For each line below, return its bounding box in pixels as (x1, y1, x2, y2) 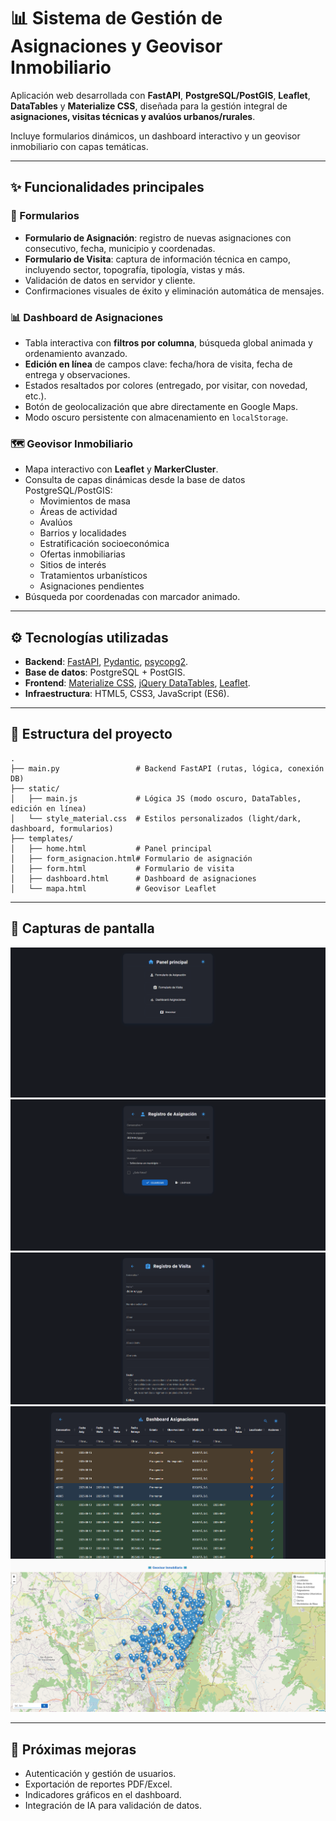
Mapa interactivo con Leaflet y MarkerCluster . (24, 463, 219, 475)
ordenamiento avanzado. (24, 347, 128, 359)
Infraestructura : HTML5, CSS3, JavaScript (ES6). (24, 688, 230, 700)
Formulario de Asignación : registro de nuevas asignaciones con (24, 231, 292, 244)
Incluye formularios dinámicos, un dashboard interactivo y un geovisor (10, 130, 301, 142)
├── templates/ (10, 833, 74, 844)
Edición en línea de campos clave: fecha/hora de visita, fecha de (24, 358, 293, 370)
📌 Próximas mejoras (10, 1741, 137, 1758)
